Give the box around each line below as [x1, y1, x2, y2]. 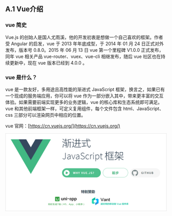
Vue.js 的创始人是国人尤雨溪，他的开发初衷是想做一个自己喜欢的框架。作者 [5, 34, 163, 40]
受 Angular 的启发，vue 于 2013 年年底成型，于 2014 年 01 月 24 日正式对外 [5, 40, 164, 47]
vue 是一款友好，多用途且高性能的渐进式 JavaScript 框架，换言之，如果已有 [5, 86, 165, 92]
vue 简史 [5, 21, 27, 29]
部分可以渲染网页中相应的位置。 [18, 112, 86, 118]
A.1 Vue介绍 [5, 5, 44, 14]
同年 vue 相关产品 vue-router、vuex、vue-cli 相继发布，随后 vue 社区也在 [5, 53, 161, 59]
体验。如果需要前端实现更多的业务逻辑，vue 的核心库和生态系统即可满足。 [5, 99, 163, 105]
